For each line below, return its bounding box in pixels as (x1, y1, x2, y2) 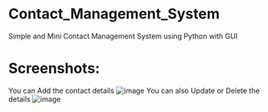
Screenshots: (8, 59, 101, 78)
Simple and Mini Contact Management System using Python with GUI (8, 31, 238, 41)
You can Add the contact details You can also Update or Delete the (8, 86, 260, 95)
